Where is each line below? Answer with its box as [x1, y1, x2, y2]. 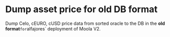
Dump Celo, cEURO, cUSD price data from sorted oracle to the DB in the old [5, 20, 165, 26]
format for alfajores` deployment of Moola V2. [5, 25, 101, 31]
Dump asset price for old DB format [5, 4, 158, 15]
